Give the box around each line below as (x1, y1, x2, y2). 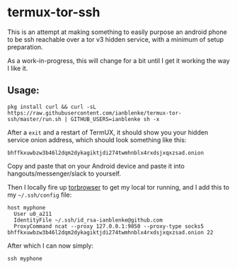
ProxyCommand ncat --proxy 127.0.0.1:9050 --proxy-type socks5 (13, 222, 204, 230)
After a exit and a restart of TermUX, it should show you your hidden (7, 128, 209, 137)
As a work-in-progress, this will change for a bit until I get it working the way (7, 56, 230, 64)
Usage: (7, 84, 40, 96)
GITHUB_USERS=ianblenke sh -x (70, 115, 160, 122)
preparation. (7, 42, 44, 51)
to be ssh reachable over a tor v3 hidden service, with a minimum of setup (7, 35, 224, 43)
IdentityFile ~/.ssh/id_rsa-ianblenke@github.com (13, 217, 163, 224)
